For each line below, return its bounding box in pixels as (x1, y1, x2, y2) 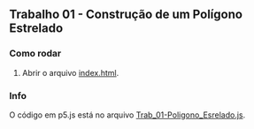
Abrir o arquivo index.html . (21, 67, 119, 78)
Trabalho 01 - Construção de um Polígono (9, 7, 243, 22)
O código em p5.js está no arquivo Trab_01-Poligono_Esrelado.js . (9, 110, 246, 120)
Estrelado (9, 21, 64, 36)
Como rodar (9, 48, 62, 60)
